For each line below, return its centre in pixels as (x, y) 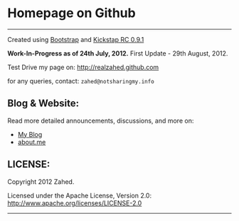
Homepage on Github (72, 13)
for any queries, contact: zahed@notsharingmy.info (81, 81)
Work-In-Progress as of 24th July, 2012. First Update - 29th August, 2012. (118, 53)
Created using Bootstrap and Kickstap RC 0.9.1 (76, 39)
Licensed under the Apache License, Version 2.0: (79, 195)
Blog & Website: (43, 104)
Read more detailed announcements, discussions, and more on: (101, 120)
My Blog (30, 134)
